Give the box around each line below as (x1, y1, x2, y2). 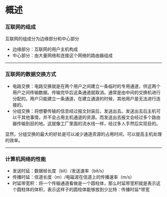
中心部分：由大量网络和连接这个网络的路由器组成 (12, 53, 113, 59)
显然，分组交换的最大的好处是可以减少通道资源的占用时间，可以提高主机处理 (5, 131, 162, 137)
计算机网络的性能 (5, 155, 46, 162)
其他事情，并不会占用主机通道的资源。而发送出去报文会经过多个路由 (21, 114, 161, 120)
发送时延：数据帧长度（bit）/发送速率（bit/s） (12, 168, 107, 174)
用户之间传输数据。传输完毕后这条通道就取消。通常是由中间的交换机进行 (12, 89, 161, 95)
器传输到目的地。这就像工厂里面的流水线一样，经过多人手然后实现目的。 (12, 120, 161, 126)
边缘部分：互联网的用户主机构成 (12, 46, 78, 52)
